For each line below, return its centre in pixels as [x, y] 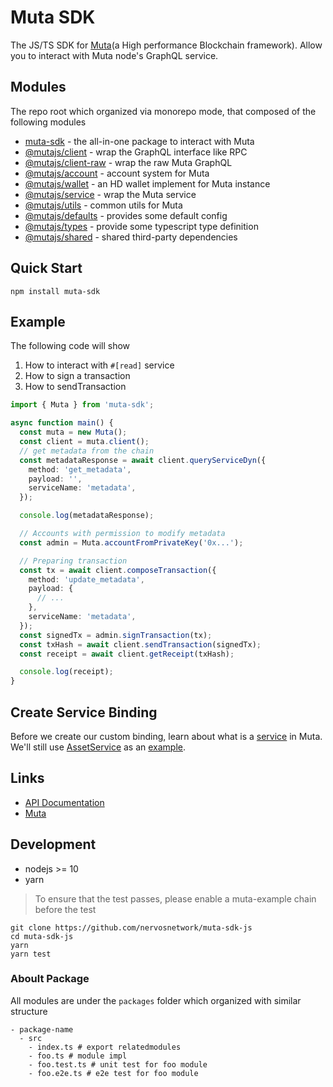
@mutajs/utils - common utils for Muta [103, 205]
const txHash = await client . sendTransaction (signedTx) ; [140, 644]
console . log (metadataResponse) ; [87, 516]
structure [29, 1011]
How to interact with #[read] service [99, 365]
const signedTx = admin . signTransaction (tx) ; [116, 635]
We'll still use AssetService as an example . [98, 747]
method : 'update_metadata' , [86, 579]
